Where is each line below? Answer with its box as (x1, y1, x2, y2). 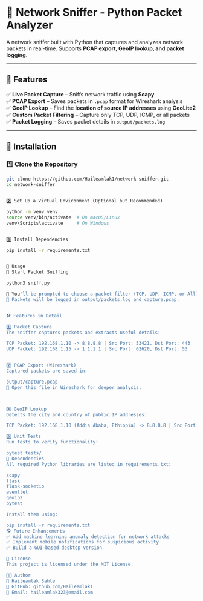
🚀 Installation (6, 142, 57, 152)
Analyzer (6, 18, 53, 32)
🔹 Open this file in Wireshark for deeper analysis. (6, 384, 142, 390)
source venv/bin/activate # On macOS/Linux (6, 214, 120, 221)
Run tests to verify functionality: (6, 439, 98, 445)
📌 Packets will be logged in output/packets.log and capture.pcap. (6, 296, 180, 302)
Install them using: (6, 511, 59, 517)
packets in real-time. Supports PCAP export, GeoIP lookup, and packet (6, 45, 184, 52)
